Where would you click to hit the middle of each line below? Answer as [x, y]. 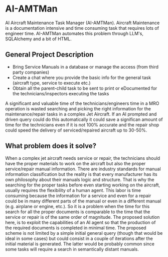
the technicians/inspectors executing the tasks [61, 93]
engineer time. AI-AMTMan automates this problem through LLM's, [74, 33]
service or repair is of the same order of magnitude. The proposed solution [82, 217]
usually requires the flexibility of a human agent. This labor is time [73, 190]
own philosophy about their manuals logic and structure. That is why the [80, 179]
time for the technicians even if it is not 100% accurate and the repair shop [82, 124]
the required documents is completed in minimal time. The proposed [76, 228]
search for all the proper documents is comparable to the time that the [78, 212]
